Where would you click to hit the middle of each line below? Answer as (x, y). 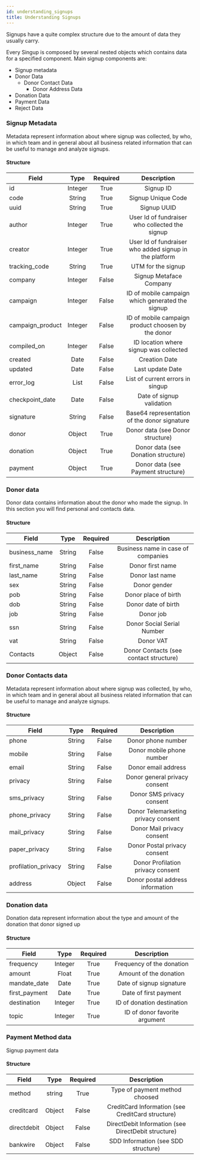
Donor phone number (157, 740)
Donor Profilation (157, 863)
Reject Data (29, 108)
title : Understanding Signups (44, 17)
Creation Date (158, 359)
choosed (146, 1097)
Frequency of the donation (151, 963)
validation (158, 403)
